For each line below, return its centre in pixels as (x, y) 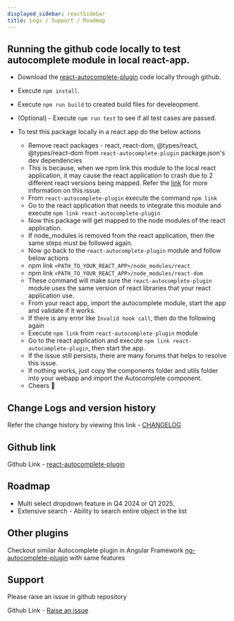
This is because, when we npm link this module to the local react (122, 168)
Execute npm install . (48, 91)
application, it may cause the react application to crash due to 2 (121, 176)
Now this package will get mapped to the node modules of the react (127, 220)
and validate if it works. (62, 311)
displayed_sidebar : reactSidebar (56, 14)
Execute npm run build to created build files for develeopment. (109, 105)
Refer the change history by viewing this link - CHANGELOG (94, 425)
